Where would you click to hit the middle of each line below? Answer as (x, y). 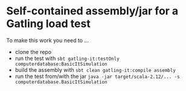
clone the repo (33, 51)
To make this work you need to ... (48, 40)
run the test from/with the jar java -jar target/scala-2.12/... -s (97, 76)
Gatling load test (48, 24)
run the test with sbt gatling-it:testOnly (67, 58)
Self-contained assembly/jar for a (92, 11)
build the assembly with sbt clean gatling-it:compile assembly (95, 69)
